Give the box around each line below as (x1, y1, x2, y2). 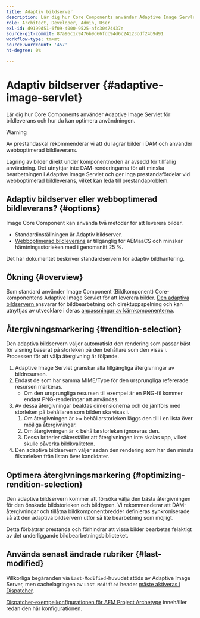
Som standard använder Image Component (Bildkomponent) (6, 288, 154, 295)
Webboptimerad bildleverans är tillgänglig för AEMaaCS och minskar (14, 237, 183, 244)
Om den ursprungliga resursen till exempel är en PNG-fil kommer (23, 389, 183, 397)
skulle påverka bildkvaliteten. (23, 440, 95, 447)
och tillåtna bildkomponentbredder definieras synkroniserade (39, 507, 190, 515)
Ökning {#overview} (6, 272, 83, 282)
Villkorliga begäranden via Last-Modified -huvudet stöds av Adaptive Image (6, 574, 190, 581)
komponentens (6, 294, 43, 301)
